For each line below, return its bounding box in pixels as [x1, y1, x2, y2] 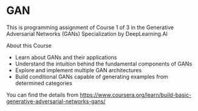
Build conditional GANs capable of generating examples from [15, 73, 168, 80]
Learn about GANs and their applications [15, 53, 117, 61]
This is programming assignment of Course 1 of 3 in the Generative [6, 24, 174, 31]
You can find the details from [6, 91, 79, 98]
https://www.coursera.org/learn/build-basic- [80, 91, 192, 98]
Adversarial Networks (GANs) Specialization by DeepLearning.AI [6, 30, 168, 37]
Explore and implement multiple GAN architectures [15, 66, 142, 73]
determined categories [15, 79, 73, 87]
